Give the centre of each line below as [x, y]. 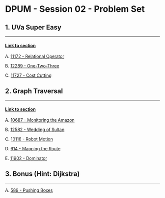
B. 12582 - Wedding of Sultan [35, 130]
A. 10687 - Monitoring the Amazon [40, 120]
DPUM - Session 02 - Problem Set [75, 9]
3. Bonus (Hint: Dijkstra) [42, 174]
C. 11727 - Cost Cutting [28, 75]
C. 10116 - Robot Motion [29, 139]
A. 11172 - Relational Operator [35, 56]
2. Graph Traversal [34, 91]
